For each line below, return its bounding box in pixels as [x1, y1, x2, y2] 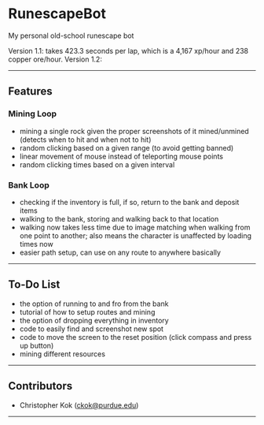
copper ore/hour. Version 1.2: [8, 54, 102, 64]
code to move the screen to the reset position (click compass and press [19, 332, 252, 341]
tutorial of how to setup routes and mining [19, 307, 156, 316]
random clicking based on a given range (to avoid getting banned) [19, 143, 234, 152]
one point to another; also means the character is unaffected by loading [19, 230, 252, 240]
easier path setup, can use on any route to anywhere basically [19, 248, 222, 257]
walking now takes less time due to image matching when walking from [19, 222, 251, 232]
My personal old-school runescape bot [8, 31, 134, 40]
